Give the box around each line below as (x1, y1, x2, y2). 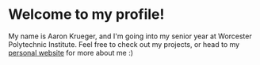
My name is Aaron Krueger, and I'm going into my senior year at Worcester (8, 31, 252, 41)
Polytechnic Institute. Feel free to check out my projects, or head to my (8, 39, 240, 49)
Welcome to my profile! (8, 5, 165, 23)
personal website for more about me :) (8, 48, 133, 57)
